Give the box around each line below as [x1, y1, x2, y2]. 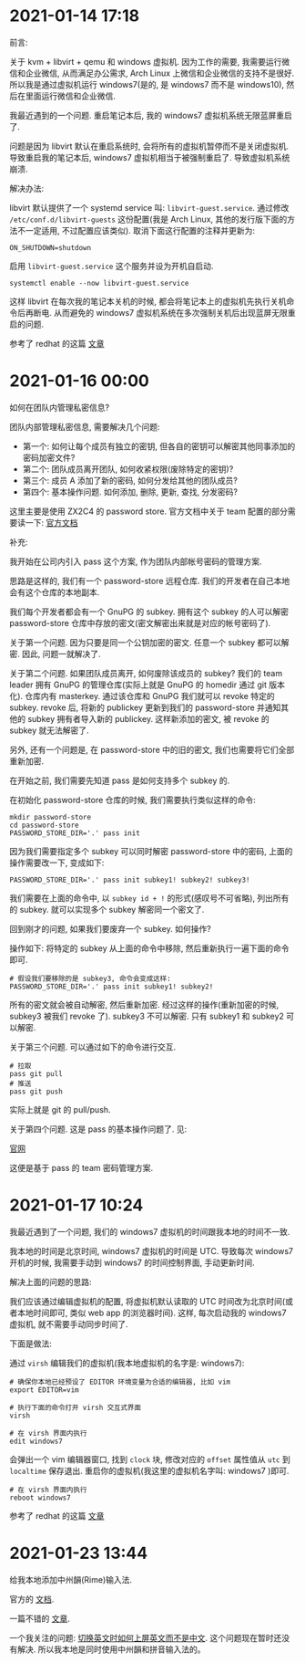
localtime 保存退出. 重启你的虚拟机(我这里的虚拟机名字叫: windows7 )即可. [9, 1465, 290, 1476]
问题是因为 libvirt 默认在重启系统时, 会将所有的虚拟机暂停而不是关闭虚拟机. [9, 141, 290, 152]
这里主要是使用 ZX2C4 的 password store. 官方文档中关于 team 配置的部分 [9, 506, 289, 517]
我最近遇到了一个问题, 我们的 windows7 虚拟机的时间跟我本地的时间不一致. [9, 1226, 290, 1237]
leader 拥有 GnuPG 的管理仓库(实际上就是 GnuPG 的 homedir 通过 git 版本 [9, 679, 285, 690]
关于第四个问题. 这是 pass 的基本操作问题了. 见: [9, 1124, 188, 1135]
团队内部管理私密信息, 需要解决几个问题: [9, 421, 161, 432]
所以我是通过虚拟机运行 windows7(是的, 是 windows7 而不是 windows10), [9, 78, 285, 89]
